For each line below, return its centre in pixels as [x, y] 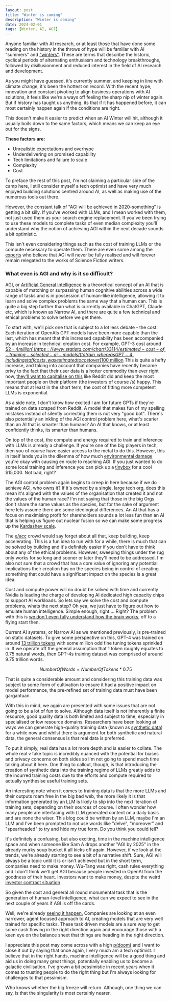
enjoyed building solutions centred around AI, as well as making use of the [83, 192]
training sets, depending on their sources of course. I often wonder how [81, 807]
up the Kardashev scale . [31, 526]
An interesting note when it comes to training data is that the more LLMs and [86, 791]
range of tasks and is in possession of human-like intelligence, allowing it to [85, 296]
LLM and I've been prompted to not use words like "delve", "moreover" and [84, 824]
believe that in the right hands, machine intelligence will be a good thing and [85, 956]
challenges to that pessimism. [36, 978]
